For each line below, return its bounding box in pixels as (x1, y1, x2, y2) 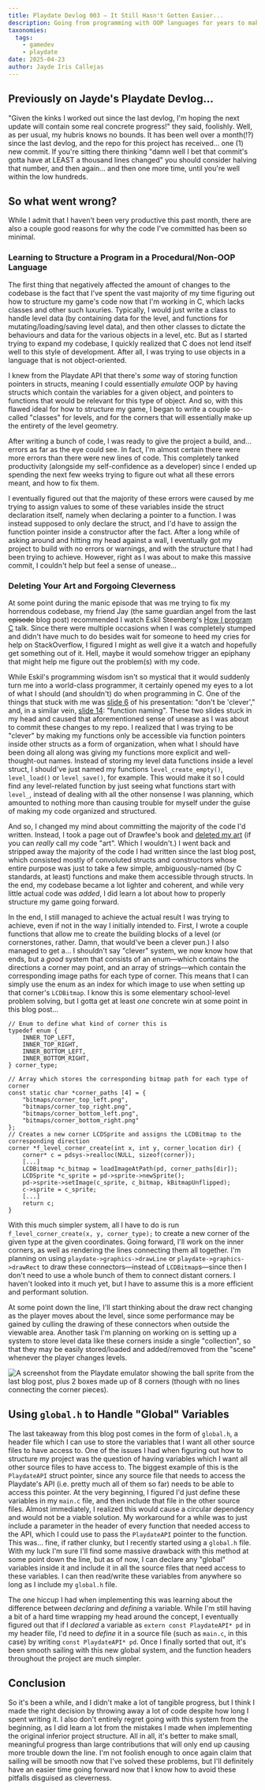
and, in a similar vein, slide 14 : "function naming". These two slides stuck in (8, 706, 252, 715)
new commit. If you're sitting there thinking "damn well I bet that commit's (8, 147, 248, 156)
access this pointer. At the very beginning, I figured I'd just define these (8, 1487, 241, 1496)
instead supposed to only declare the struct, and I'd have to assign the (8, 519, 237, 528)
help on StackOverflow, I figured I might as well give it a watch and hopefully (8, 640, 257, 650)
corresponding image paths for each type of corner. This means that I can (8, 971, 249, 980)
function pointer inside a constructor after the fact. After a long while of (8, 526, 241, 537)
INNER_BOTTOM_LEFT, (22, 1047, 87, 1055)
